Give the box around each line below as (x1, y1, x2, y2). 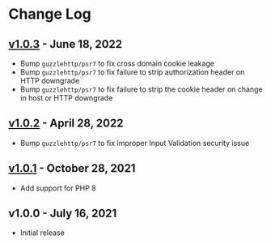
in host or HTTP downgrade (19, 93, 113, 102)
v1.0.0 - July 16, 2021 (8, 207, 117, 220)
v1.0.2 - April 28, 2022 (8, 117, 124, 131)
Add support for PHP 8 (19, 183, 97, 193)
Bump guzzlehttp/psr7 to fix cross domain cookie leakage (19, 58, 214, 68)
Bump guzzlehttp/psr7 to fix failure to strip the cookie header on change (19, 84, 263, 94)
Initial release (19, 228, 65, 238)
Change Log (8, 5, 91, 24)
